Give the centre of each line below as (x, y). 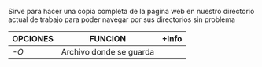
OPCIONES (33, 39)
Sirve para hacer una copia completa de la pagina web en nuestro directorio (131, 11)
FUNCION (108, 39)
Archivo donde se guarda (108, 52)
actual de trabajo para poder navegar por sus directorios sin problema (122, 19)
